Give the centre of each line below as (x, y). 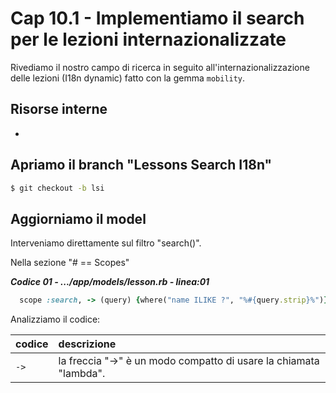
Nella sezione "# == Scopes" (70, 263)
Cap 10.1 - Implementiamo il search (157, 18)
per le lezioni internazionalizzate (148, 39)
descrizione (87, 344)
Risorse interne (59, 109)
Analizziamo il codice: (55, 319)
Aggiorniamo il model (78, 218)
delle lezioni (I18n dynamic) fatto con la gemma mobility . (128, 78)
